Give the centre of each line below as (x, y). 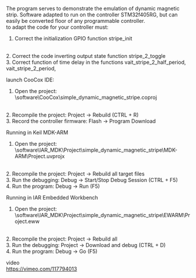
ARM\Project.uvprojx (39, 156)
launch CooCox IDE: (30, 80)
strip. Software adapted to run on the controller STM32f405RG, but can (92, 15)
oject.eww (27, 221)
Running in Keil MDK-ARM (37, 132)
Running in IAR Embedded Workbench (52, 198)
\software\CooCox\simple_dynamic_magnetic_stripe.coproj (86, 97)
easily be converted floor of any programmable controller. (75, 21)
